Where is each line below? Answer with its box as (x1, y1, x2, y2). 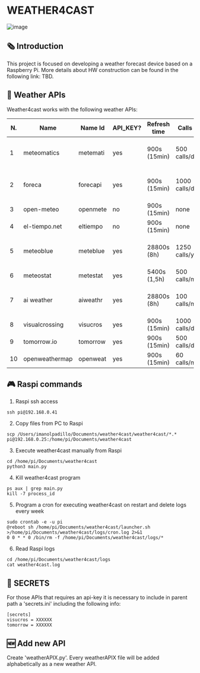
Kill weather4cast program (15, 474, 81, 481)
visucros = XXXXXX (7, 617, 52, 623)
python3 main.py (7, 464, 47, 470)
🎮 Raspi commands (7, 379, 82, 389)
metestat (78, 271, 103, 280)
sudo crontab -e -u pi (7, 519, 63, 525)
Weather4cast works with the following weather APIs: (7, 105, 138, 113)
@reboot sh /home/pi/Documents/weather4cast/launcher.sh (7, 524, 151, 530)
